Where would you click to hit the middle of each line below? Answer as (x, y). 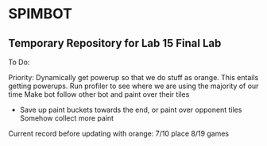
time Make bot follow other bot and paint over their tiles (99, 94)
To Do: (19, 62)
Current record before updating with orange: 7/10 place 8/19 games (119, 133)
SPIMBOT (41, 14)
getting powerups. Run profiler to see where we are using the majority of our (133, 86)
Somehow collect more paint (66, 118)
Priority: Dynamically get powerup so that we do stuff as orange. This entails (133, 77)
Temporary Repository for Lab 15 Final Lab (115, 43)
